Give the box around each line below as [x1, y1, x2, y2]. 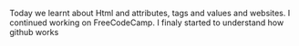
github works [9, 27, 59, 37]
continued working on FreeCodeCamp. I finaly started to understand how [9, 17, 284, 28]
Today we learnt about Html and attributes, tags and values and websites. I [9, 8, 291, 18]
